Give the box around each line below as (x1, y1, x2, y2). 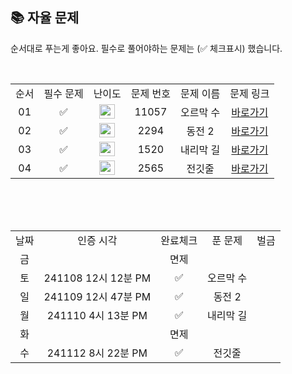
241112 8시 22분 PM (46, 346, 148, 360)
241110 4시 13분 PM (46, 308, 148, 322)
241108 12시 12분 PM (43, 271, 152, 285)
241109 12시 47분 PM (43, 289, 152, 303)
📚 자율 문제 (10, 9, 80, 27)
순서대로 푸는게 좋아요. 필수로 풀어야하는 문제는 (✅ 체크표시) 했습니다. (10, 42, 283, 54)
